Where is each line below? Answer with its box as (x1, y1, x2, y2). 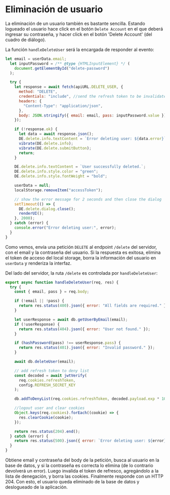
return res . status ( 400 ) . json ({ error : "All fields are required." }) (18, 303, 168, 308)
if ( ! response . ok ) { (14, 127, 58, 132)
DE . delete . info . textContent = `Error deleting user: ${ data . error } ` (18, 136, 166, 141)
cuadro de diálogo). (5, 37, 47, 43)
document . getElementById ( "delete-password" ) (14, 66, 110, 71)
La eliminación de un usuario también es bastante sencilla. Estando (5, 20, 145, 26)
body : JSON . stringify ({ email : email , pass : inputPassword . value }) (18, 113, 166, 118)
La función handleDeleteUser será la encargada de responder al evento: (5, 46, 154, 52)
